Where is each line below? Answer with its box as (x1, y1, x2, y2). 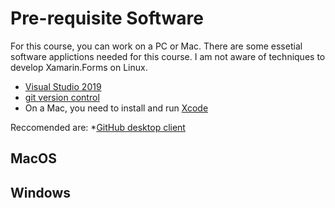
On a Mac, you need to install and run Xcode (24, 102, 209, 114)
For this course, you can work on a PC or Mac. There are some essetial (10, 40, 303, 52)
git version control (24, 91, 100, 103)
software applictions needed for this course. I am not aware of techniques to (10, 50, 326, 62)
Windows (10, 184, 71, 201)
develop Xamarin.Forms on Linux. (10, 61, 148, 73)
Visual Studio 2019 (24, 80, 102, 92)
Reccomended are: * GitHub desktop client (10, 121, 186, 133)
